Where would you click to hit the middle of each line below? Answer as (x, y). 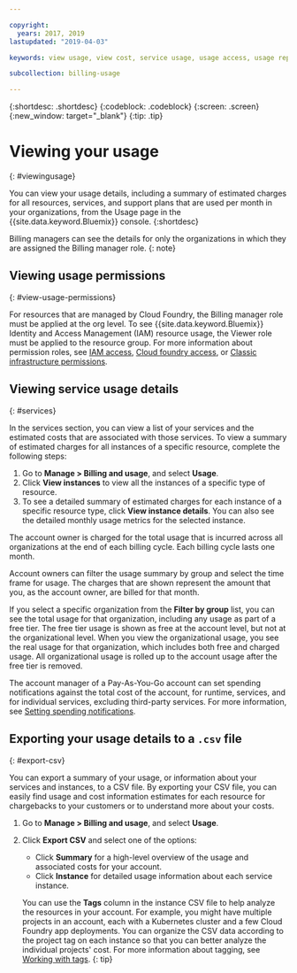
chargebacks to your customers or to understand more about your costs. (142, 806)
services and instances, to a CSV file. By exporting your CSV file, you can (143, 787)
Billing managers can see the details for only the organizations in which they (148, 239)
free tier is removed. (46, 666)
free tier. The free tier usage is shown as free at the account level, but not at (148, 628)
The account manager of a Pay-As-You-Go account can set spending (135, 683)
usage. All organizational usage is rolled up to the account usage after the (143, 656)
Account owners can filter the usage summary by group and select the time (147, 573)
